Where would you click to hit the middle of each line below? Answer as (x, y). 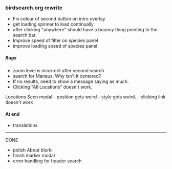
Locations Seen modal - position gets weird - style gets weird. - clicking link (85, 97)
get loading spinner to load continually (53, 24)
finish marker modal (34, 156)
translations (25, 125)
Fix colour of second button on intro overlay (59, 19)
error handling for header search (47, 161)
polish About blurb (32, 150)
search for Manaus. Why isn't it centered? (57, 76)
